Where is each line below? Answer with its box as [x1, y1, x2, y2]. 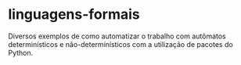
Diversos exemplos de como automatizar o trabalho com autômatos [8, 31, 226, 41]
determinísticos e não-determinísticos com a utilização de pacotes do [8, 39, 233, 49]
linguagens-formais [8, 5, 140, 23]
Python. [8, 48, 34, 57]
